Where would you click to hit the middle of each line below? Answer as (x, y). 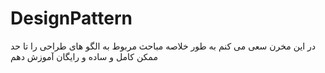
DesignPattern (71, 18)
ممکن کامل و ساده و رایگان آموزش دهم (84, 56)
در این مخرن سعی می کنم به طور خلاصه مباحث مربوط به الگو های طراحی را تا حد (163, 46)
